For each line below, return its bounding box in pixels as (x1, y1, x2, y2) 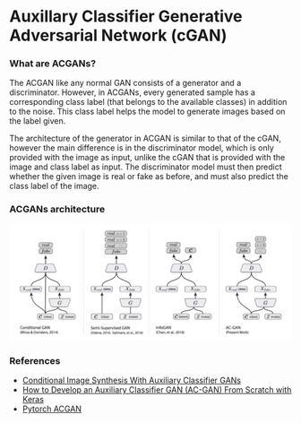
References (9, 354, 61, 367)
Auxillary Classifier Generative (9, 6, 243, 27)
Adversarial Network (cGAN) (9, 25, 228, 46)
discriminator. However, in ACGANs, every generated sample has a (9, 87, 255, 98)
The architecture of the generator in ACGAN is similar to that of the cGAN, (9, 133, 282, 144)
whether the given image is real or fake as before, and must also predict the (9, 171, 288, 182)
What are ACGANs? (9, 57, 97, 70)
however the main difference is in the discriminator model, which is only (9, 142, 275, 153)
